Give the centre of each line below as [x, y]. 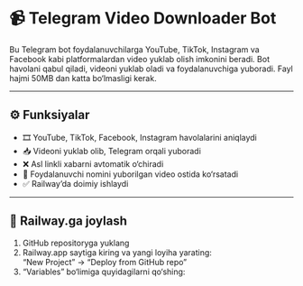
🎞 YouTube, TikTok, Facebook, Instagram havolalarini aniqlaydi [139, 137]
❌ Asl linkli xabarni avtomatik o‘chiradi [93, 163]
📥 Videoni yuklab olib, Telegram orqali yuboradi [111, 151]
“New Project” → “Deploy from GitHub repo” [105, 262]
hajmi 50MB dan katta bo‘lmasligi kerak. [83, 78]
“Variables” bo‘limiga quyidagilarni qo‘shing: [104, 272]
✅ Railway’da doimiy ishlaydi [75, 183]
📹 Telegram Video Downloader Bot [143, 18]
